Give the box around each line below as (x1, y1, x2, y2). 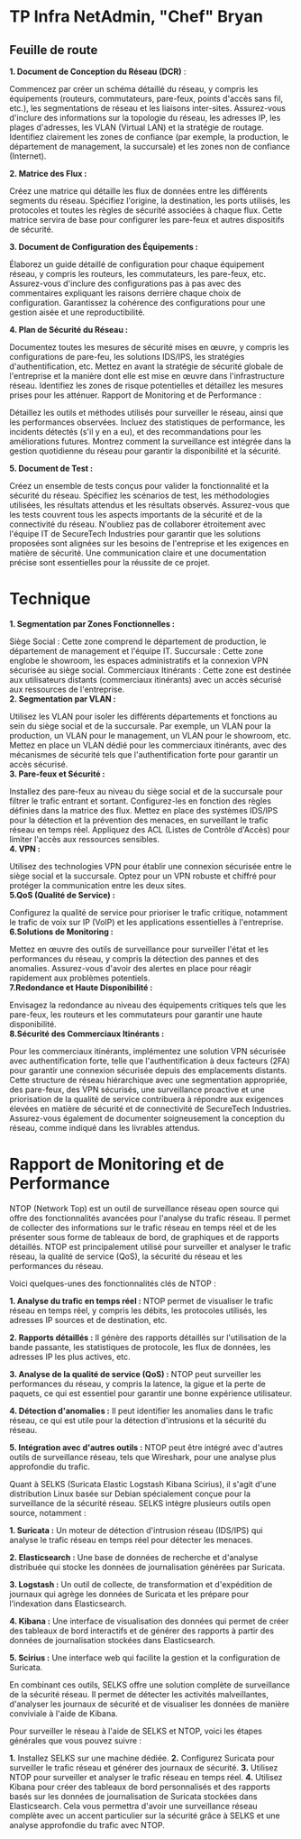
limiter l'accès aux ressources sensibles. (9, 833, 160, 844)
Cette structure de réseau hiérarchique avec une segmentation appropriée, (9, 1074, 288, 1085)
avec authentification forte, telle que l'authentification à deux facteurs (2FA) (9, 1055, 290, 1066)
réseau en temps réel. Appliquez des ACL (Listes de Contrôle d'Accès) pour (9, 823, 290, 835)
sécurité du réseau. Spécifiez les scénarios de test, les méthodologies (9, 490, 270, 501)
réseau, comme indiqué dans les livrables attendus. (9, 1122, 201, 1133)
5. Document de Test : (9, 463, 93, 474)
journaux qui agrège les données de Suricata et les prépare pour (9, 1588, 250, 1599)
